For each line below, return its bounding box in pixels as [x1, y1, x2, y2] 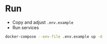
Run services [12, 24, 39, 30]
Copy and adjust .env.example [12, 19, 74, 25]
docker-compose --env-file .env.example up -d [5, 34, 103, 39]
